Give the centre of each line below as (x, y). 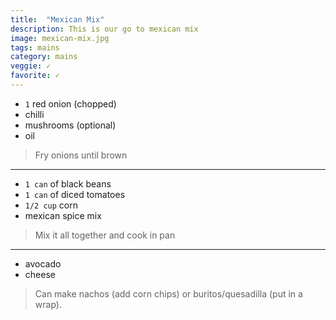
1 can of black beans (68, 183)
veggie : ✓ (31, 66)
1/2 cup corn (51, 205)
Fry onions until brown (81, 155)
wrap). (48, 304)
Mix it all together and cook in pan (105, 235)
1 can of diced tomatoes (75, 194)
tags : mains (35, 47)
